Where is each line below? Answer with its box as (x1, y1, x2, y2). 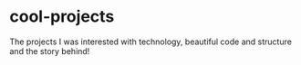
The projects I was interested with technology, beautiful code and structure (9, 36, 292, 47)
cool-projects (9, 6, 115, 27)
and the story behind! (9, 45, 90, 56)
